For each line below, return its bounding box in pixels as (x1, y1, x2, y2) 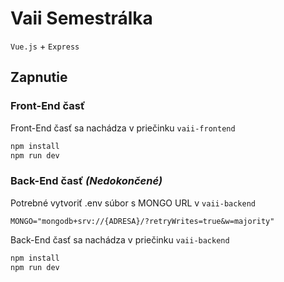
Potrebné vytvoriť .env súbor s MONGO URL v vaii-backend (10, 197, 256, 209)
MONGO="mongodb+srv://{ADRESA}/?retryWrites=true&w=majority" (10, 216, 275, 226)
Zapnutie (10, 69, 68, 86)
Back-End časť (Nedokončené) (10, 174, 163, 188)
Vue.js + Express (10, 40, 80, 52)
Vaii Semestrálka (10, 7, 153, 30)
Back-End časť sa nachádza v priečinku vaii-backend (10, 233, 230, 246)
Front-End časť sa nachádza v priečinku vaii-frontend (10, 122, 236, 134)
